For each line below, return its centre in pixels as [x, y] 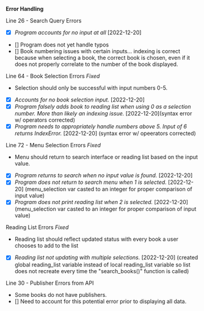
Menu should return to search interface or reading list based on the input [106, 157]
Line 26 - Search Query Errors [44, 20]
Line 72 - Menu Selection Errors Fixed [53, 145]
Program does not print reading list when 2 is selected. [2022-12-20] [101, 202]
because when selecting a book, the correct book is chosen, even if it [102, 58]
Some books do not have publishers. [61, 295]
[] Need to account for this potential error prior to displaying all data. [100, 301]
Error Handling [25, 9]
